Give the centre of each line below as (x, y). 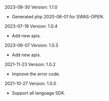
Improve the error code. (36, 74)
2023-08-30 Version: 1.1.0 (31, 7)
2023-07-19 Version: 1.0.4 (31, 26)
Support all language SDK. (38, 93)
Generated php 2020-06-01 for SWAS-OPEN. (58, 17)
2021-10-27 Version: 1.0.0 (31, 84)
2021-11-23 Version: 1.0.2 (30, 64)
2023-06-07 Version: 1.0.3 (32, 45)
